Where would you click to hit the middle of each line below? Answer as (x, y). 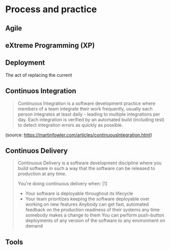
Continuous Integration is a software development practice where (87, 103)
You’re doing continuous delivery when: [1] (63, 184)
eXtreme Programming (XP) (50, 45)
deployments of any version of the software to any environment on (95, 220)
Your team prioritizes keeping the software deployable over (88, 199)
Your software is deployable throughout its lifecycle (79, 193)
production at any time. (42, 174)
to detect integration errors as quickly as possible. (70, 125)
